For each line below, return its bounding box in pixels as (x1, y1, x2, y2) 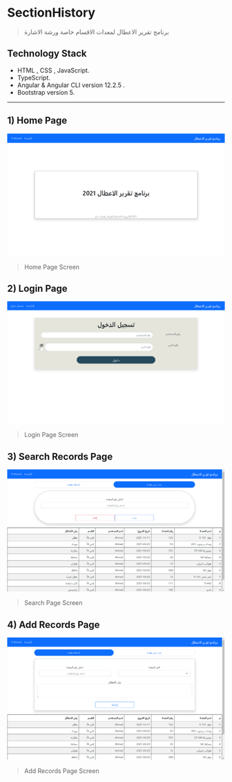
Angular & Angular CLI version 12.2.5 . (17, 81, 126, 89)
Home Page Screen (23, 263, 80, 271)
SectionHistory (7, 5, 95, 21)
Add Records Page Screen (23, 767, 99, 775)
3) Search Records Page (7, 451, 113, 463)
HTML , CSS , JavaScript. (17, 66, 90, 74)
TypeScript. (17, 73, 50, 82)
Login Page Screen (23, 431, 79, 439)
